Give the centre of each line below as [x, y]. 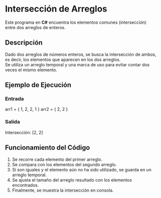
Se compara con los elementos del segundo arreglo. [64, 164]
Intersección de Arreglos [56, 9]
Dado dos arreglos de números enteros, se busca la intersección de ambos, [81, 54]
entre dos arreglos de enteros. [35, 27]
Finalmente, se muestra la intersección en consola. [63, 190]
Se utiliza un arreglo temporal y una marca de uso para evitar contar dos [77, 64]
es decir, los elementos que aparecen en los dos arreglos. [63, 60]
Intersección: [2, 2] [24, 132]
